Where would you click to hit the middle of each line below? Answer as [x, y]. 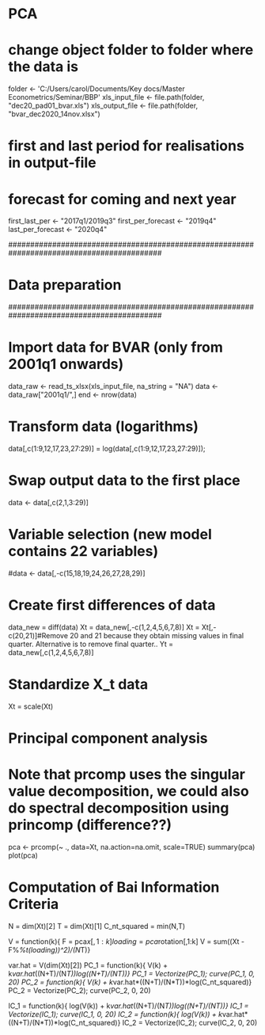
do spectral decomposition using [119, 808]
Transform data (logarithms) [104, 426]
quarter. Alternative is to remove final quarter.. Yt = [91, 644]
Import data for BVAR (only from [116, 347]
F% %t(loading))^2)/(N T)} [49, 949]
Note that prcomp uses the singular [127, 775]
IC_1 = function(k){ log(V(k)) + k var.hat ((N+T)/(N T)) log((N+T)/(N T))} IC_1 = [129, 1006]
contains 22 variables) [83, 552]
